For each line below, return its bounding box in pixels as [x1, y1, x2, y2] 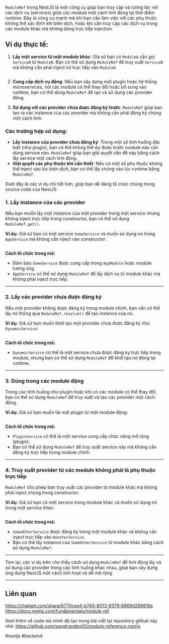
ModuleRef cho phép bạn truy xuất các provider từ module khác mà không [5, 484, 157, 490]
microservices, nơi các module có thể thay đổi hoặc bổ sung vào [12, 84, 147, 90]
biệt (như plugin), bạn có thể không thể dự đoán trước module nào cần [12, 145, 158, 151]
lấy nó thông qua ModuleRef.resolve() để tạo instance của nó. [5, 310, 134, 316]
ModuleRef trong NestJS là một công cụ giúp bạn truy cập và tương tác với [5, 5, 158, 10]
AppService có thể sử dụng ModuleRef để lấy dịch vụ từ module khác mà [12, 271, 160, 277]
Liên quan [5, 589, 37, 598]
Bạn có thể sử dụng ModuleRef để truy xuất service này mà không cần [12, 444, 157, 450]
